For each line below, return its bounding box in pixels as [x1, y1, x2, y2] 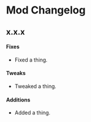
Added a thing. [14, 109, 51, 116]
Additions [6, 96, 31, 103]
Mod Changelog [6, 4, 86, 17]
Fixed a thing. [14, 56, 48, 63]
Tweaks [6, 70, 26, 77]
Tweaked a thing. [14, 83, 57, 90]
